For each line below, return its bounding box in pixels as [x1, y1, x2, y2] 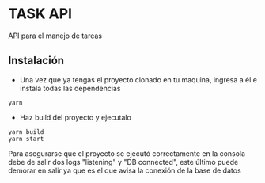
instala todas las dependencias [19, 83, 121, 93]
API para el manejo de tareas [8, 31, 103, 40]
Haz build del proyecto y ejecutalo [19, 112, 132, 122]
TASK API [8, 5, 73, 23]
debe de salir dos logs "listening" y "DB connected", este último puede [8, 157, 239, 166]
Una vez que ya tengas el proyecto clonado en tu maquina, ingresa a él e [19, 74, 258, 84]
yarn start [8, 135, 44, 143]
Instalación [8, 54, 65, 67]
